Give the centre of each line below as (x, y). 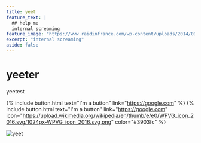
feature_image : (25, 34)
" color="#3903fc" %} (138, 122)
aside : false (22, 45)
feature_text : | (26, 17)
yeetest (16, 91)
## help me (25, 23)
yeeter (23, 75)
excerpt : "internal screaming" (45, 39)
